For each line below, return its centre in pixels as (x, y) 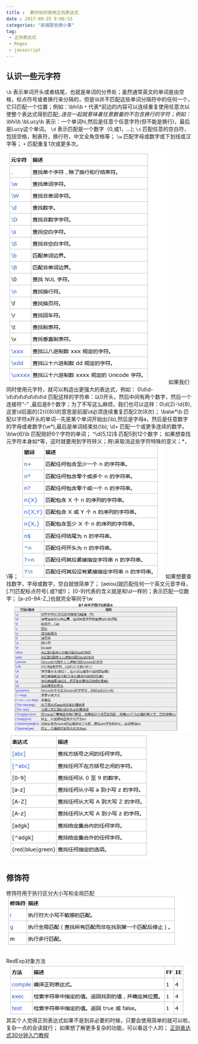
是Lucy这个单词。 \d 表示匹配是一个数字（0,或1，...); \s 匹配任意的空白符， (98, 129)
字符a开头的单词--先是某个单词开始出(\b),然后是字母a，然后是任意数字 (102, 419)
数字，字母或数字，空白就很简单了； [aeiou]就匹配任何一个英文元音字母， (101, 583)
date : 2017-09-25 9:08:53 (39, 19)
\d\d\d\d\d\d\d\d (26, 396)
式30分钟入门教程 (28, 1035)
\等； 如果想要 (96, 576)
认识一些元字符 (33, 76)
